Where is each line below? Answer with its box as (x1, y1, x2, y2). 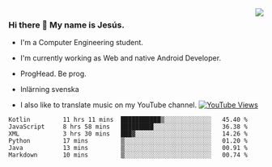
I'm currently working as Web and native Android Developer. (19, 53, 221, 63)
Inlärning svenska (19, 85, 79, 94)
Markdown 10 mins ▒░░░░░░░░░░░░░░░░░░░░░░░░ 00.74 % (8, 151, 249, 160)
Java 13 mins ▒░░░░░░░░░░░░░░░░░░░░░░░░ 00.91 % (8, 144, 249, 152)
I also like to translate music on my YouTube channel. (19, 100, 197, 110)
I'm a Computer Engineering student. (19, 38, 144, 48)
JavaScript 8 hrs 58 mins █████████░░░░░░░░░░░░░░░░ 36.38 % (8, 123, 249, 132)
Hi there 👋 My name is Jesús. (8, 19, 125, 31)
